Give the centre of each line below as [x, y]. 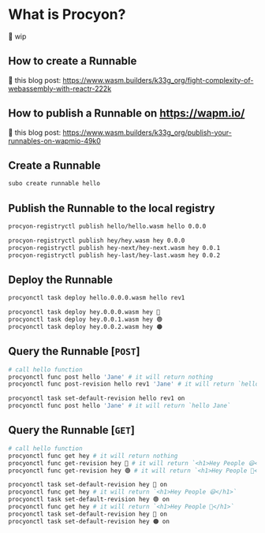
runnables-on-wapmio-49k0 [54, 140]
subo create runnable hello [54, 184]
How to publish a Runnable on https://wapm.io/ [127, 113]
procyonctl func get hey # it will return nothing [93, 456]
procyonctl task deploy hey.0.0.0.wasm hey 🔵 [84, 312]
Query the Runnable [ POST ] [74, 351]
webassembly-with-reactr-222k [60, 88]
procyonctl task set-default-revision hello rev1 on [97, 399]
